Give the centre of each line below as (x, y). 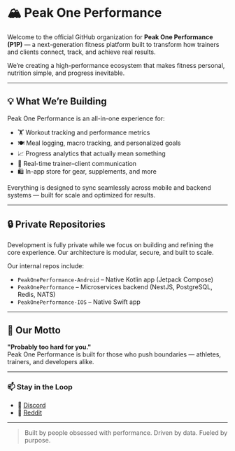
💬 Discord (31, 405)
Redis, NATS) (36, 294)
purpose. (37, 440)
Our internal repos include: (45, 265)
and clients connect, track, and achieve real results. (81, 52)
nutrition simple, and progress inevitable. (66, 73)
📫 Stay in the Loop (40, 387)
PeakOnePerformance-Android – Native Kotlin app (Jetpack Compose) (115, 279)
